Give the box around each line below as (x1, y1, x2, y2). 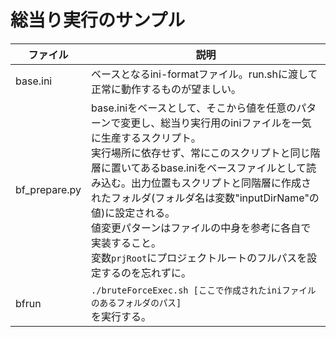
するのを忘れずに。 (101, 266, 192, 280)
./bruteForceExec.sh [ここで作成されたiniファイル (91, 284, 317, 296)
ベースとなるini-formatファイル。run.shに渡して (91, 67, 318, 81)
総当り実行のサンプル (10, 9, 186, 32)
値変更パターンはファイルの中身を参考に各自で (91, 221, 312, 235)
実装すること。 (91, 236, 162, 250)
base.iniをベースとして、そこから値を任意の (91, 101, 297, 115)
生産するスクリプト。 (101, 131, 202, 145)
